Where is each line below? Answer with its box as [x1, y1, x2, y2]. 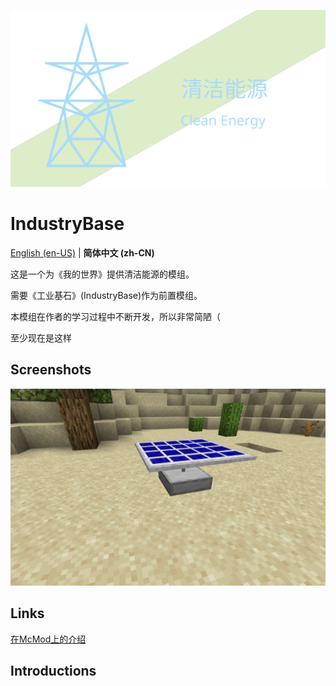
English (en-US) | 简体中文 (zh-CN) [10, 246, 155, 259]
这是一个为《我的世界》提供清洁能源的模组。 [10, 268, 195, 280]
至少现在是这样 [10, 331, 72, 344]
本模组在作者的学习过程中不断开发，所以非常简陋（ [10, 310, 221, 322]
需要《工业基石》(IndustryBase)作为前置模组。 [10, 289, 203, 301]
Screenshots [10, 361, 92, 379]
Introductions [10, 662, 97, 679]
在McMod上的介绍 [10, 633, 87, 645]
